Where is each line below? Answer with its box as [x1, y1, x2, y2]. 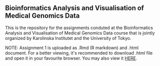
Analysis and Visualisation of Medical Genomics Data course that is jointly [5, 30, 155, 36]
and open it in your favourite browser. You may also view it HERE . [5, 55, 137, 61]
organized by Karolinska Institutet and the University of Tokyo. [5, 35, 131, 41]
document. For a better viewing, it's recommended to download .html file [5, 50, 153, 56]
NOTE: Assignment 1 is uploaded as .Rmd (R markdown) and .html [5, 44, 139, 51]
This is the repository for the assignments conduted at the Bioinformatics [5, 25, 154, 31]
